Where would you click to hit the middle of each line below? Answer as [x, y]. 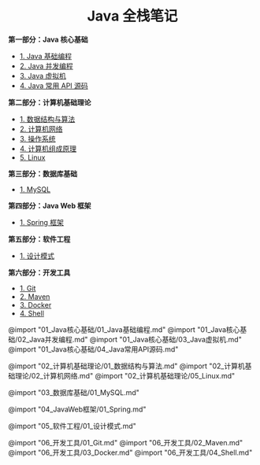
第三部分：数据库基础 [43, 173]
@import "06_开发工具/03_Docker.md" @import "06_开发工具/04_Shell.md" [130, 452]
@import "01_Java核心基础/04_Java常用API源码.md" [93, 349]
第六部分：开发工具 [39, 272]
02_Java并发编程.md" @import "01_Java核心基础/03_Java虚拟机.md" [130, 339]
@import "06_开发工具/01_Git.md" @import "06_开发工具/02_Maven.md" [126, 442]
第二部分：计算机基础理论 [50, 102]
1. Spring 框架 [42, 222]
